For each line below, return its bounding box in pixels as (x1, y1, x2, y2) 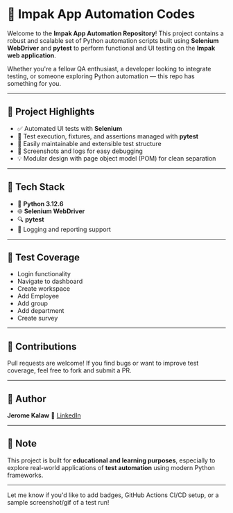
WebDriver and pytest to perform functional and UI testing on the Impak (7, 44, 216, 52)
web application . (7, 51, 57, 60)
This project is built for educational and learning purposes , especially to (7, 456, 216, 465)
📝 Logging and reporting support (17, 225, 111, 233)
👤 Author (7, 393, 46, 404)
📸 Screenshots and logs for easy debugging (17, 147, 144, 155)
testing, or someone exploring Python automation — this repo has (7, 72, 196, 80)
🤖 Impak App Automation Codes (7, 6, 196, 22)
